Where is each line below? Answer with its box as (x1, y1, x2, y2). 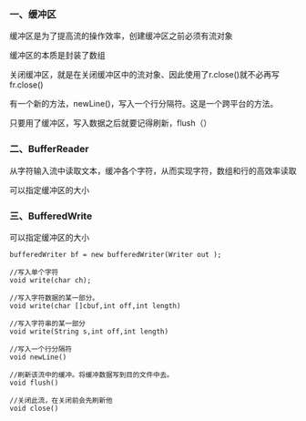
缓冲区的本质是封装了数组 (9, 50, 106, 61)
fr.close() (9, 79, 44, 90)
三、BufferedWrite (9, 210, 93, 222)
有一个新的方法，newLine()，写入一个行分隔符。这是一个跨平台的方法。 (9, 98, 279, 109)
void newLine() (9, 353, 67, 362)
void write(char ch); (9, 275, 92, 284)
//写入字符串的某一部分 (9, 319, 87, 328)
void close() (9, 404, 59, 413)
